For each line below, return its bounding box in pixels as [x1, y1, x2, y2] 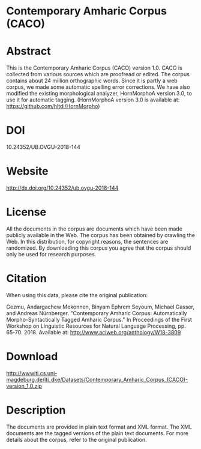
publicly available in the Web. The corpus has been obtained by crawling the [6, 231, 195, 238]
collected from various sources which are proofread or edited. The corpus [6, 71, 190, 78]
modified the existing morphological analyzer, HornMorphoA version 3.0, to [6, 90, 192, 97]
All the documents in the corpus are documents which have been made [6, 225, 183, 232]
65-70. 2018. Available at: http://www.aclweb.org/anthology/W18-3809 [6, 328, 181, 336]
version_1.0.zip [6, 382, 42, 390]
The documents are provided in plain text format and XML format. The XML [6, 423, 192, 430]
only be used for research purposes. [6, 250, 97, 258]
